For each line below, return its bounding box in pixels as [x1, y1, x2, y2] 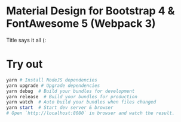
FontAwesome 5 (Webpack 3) [6, 17, 157, 30]
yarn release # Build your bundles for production [6, 93, 137, 99]
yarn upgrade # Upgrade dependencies [6, 82, 100, 89]
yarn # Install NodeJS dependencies [6, 77, 97, 83]
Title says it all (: [6, 36, 47, 43]
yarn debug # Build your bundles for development [6, 88, 135, 94]
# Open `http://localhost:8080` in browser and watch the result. [6, 110, 175, 117]
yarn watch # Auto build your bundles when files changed [6, 99, 157, 105]
